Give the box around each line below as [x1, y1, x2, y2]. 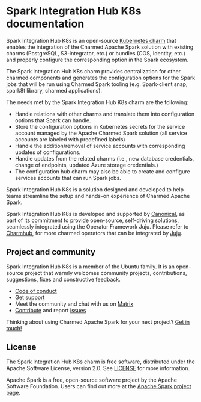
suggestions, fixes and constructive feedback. [6, 276, 121, 283]
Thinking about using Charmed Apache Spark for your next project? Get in [6, 318, 190, 326]
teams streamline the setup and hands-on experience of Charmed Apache [6, 192, 190, 199]
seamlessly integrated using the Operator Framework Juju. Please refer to [6, 223, 189, 230]
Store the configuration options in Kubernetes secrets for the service [14, 123, 185, 130]
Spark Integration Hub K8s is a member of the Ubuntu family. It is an [6, 263, 175, 270]
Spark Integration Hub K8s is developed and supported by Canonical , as [6, 210, 185, 217]
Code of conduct [14, 287, 57, 294]
